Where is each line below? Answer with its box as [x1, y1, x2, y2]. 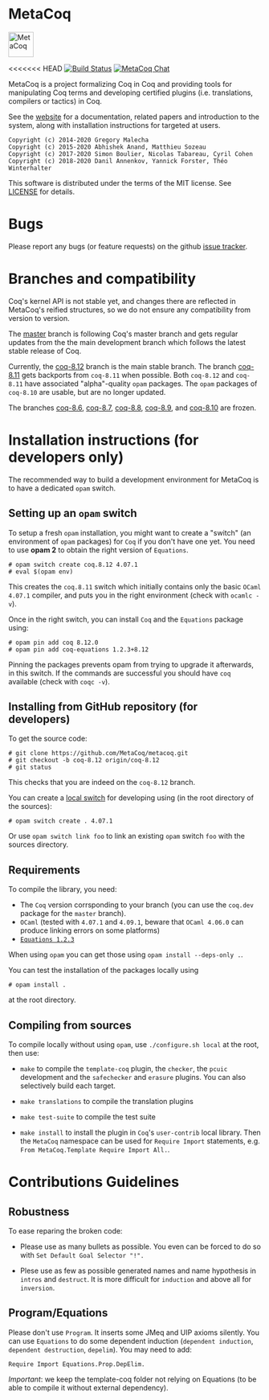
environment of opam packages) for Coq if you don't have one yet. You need [8, 536, 255, 546]
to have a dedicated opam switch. [8, 483, 116, 493]
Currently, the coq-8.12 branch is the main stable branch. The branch [8, 361, 237, 371]
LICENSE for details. [8, 187, 75, 196]
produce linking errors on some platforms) [19, 926, 161, 935]
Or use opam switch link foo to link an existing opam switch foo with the [8, 831, 245, 841]
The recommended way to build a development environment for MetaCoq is [8, 474, 259, 484]
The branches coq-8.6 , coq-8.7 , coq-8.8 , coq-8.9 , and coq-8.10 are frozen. [8, 403, 257, 413]
